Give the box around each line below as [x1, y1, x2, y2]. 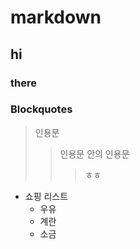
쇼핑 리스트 [24, 190, 69, 202]
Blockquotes [10, 102, 73, 116]
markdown [10, 6, 102, 29]
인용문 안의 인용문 [59, 147, 130, 160]
